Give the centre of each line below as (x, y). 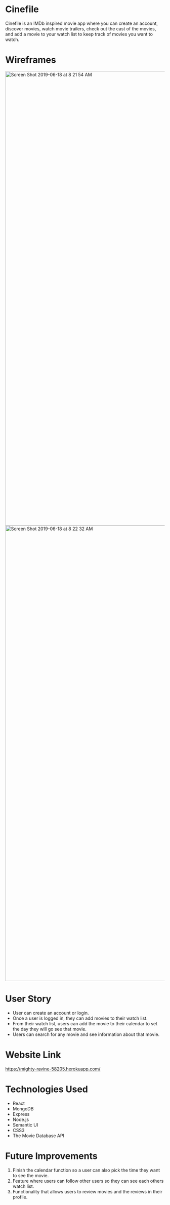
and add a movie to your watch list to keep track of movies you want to (79, 34)
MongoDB (23, 1109)
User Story (28, 999)
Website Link (33, 1055)
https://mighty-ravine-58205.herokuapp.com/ (53, 1069)
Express (21, 1114)
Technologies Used (47, 1089)
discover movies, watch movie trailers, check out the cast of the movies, (81, 28)
